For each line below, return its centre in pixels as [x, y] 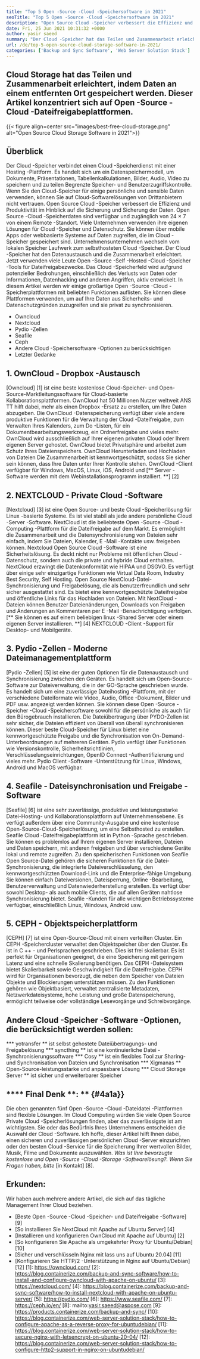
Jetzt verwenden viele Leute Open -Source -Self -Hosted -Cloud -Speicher [99, 261]
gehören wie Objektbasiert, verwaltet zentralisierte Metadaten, [83, 989]
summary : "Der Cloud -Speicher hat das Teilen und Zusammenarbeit [90, 39]
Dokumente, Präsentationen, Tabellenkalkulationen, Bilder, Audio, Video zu [98, 178]
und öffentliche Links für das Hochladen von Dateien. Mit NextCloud [90, 598]
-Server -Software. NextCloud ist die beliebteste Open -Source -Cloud [93, 522]
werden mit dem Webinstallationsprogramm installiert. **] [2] [104, 476]
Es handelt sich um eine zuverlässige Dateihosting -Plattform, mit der [91, 691]
